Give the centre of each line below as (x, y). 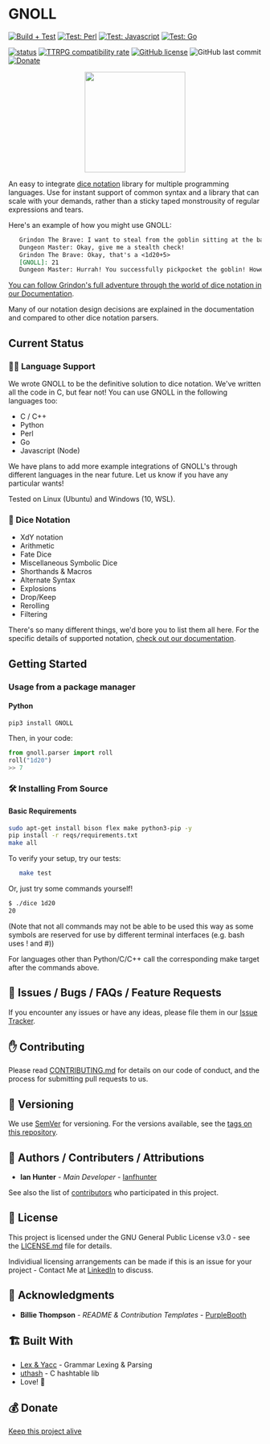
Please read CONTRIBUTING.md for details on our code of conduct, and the (134, 1070)
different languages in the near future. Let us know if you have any (119, 475)
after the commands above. (54, 967)
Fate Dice (36, 554)
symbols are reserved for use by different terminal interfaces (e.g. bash (127, 934)
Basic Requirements (43, 811)
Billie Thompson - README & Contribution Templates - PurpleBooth (133, 1314)
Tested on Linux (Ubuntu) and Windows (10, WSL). (92, 499)
